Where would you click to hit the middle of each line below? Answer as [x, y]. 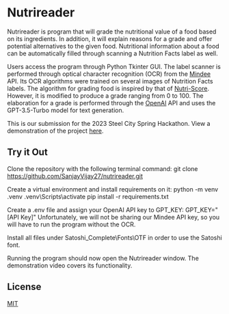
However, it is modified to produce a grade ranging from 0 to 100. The [105, 95]
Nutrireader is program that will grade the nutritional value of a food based [112, 31]
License [24, 287]
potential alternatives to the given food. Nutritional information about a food [113, 46]
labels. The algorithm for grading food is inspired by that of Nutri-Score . [108, 88]
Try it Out [27, 152]
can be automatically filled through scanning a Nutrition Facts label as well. [112, 53]
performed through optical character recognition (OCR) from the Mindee [109, 74]
